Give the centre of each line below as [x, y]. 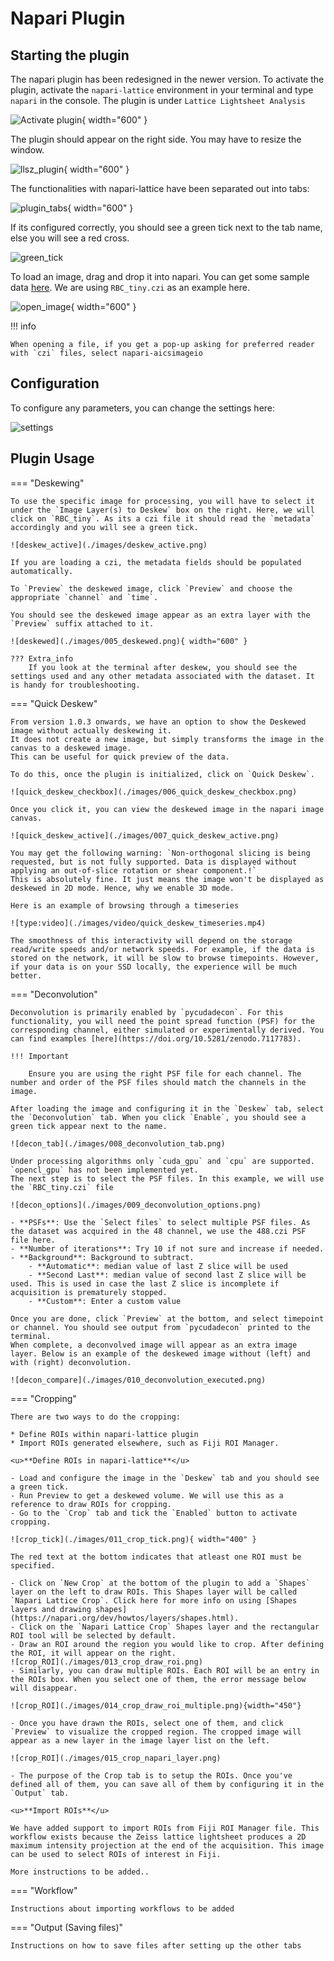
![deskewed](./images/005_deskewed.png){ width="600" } [129, 641]
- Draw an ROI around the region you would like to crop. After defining [167, 1644]
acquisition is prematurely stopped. [89, 1292]
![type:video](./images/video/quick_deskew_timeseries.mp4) [138, 923]
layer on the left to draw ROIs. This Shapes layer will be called [154, 1592]
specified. [33, 1565]
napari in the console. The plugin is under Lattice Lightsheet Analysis [158, 100]
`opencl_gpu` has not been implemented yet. [104, 1170]
